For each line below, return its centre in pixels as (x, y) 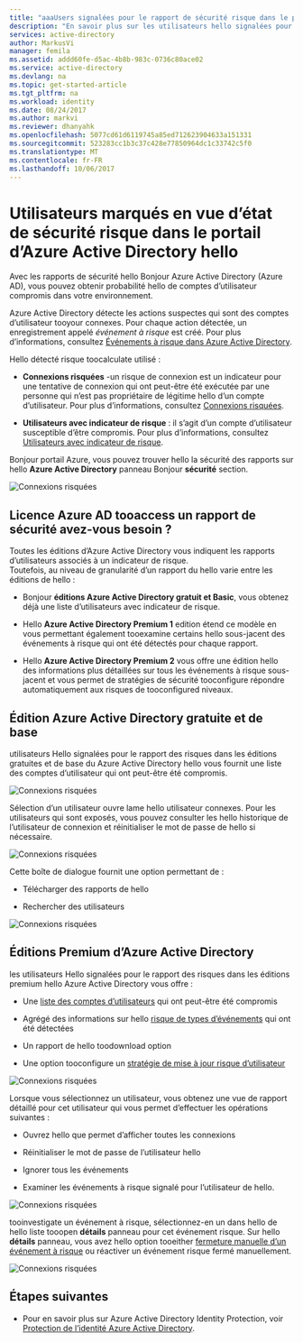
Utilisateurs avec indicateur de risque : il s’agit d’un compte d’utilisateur (157, 423)
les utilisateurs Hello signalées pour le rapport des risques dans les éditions (150, 974)
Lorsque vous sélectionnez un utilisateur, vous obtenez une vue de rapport (148, 1098)
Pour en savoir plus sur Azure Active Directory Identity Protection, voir (153, 1319)
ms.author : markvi (44, 118)
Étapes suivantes (59, 1296)
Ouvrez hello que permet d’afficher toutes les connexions (129, 1135)
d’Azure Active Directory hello (124, 251)
